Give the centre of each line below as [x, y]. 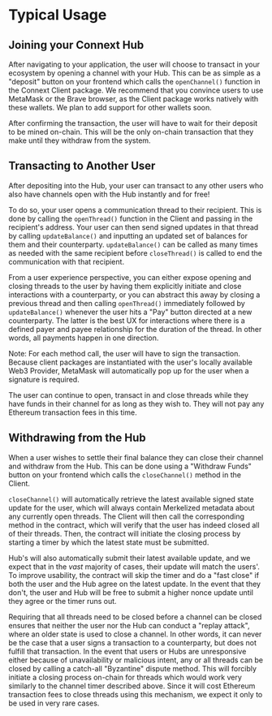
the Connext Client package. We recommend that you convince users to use [136, 90]
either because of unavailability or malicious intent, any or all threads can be [136, 660]
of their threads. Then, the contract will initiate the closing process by [125, 533]
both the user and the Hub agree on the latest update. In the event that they [135, 584]
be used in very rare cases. [54, 703]
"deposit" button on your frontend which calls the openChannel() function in [135, 82]
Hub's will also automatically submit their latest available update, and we [130, 558]
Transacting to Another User [82, 166]
